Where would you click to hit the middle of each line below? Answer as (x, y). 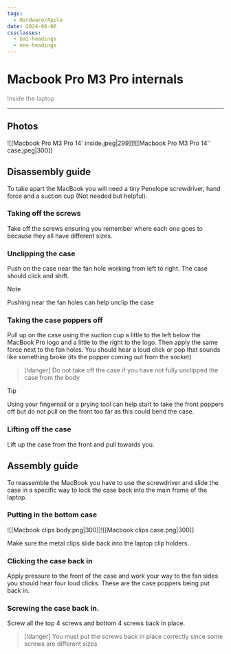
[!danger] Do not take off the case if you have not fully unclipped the (121, 370)
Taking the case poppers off (55, 320)
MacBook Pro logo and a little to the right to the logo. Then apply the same (112, 342)
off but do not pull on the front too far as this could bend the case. (101, 411)
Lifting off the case (39, 429)
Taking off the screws (44, 214)
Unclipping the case (41, 253)
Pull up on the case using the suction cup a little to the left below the (104, 335)
